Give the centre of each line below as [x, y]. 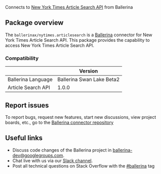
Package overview [34, 23]
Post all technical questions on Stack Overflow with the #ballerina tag [83, 166]
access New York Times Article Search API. [50, 45]
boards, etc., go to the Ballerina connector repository [59, 122]
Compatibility [22, 58]
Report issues [27, 105]
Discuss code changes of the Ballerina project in [62, 150]
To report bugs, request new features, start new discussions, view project [81, 117]
